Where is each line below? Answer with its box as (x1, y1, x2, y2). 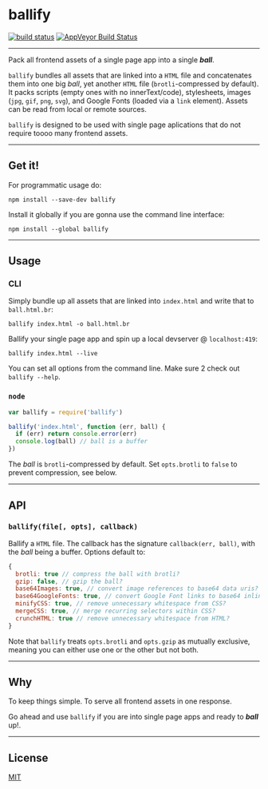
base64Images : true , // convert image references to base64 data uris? (15, 585, 259, 593)
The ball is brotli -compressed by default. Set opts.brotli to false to (8, 459, 238, 469)
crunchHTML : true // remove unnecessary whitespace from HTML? (15, 614, 230, 622)
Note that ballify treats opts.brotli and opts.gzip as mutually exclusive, (8, 636, 250, 646)
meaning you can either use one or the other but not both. (8, 644, 199, 654)
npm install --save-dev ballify (8, 196, 116, 204)
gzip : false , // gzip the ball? (15, 577, 124, 585)
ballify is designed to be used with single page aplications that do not (8, 120, 242, 129)
